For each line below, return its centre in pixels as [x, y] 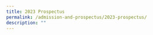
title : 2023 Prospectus [36, 12]
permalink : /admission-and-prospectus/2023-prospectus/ [76, 17]
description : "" [26, 23]
